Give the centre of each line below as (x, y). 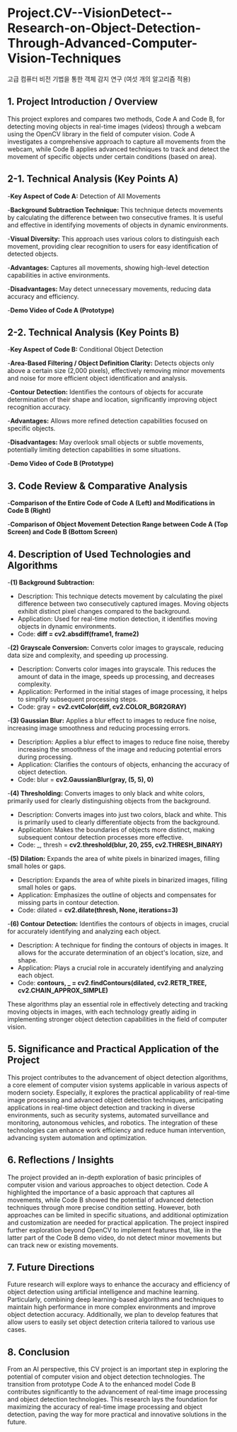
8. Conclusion (39, 1352)
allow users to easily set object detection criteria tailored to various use (111, 1322)
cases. (17, 1330)
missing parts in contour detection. (68, 902)
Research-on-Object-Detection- (104, 28)
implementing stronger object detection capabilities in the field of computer (117, 1019)
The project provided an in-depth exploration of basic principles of (104, 1177)
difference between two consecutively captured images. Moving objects (123, 604)
